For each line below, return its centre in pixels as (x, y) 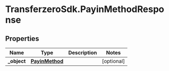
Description (82, 53)
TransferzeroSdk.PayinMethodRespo (85, 9)
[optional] (113, 61)
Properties (22, 39)
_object (17, 61)
